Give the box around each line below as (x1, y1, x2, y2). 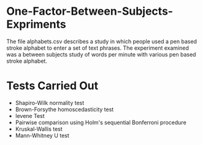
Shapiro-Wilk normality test (15, 99, 85, 106)
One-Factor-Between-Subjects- (6, 4, 174, 18)
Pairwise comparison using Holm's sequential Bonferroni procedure (15, 119, 187, 126)
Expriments (6, 17, 66, 31)
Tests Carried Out (6, 79, 99, 93)
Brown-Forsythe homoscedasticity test (15, 106, 114, 113)
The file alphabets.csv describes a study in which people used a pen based (6, 37, 197, 45)
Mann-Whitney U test (15, 131, 69, 139)
